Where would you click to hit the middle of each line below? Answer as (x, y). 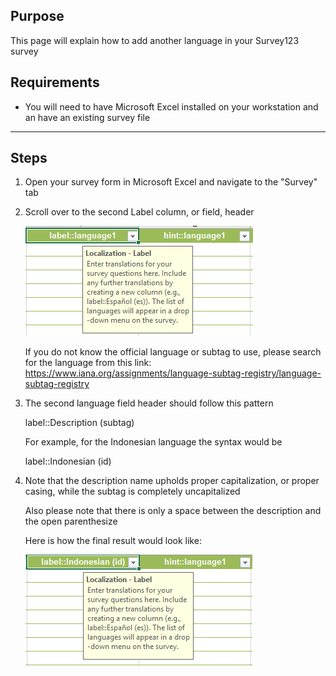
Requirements (55, 82)
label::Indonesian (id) (68, 461)
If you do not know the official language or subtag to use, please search (173, 352)
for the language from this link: (88, 363)
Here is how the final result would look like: (113, 541)
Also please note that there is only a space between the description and (173, 511)
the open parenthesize (71, 521)
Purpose (37, 16)
